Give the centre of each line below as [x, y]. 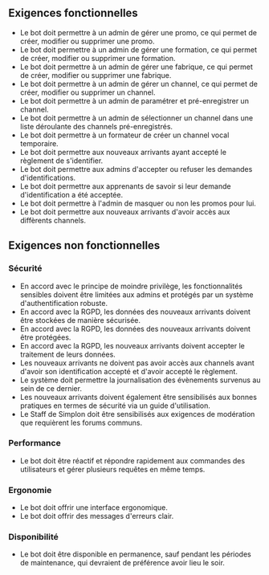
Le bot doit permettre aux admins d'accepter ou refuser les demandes [136, 169]
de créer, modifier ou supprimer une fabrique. [96, 75]
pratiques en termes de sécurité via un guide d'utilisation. [115, 406]
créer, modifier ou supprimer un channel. [88, 92]
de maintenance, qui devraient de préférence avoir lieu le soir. [122, 563]
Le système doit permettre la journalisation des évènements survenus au [140, 380]
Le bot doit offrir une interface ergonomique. [94, 508]
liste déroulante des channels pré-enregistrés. [96, 126]
